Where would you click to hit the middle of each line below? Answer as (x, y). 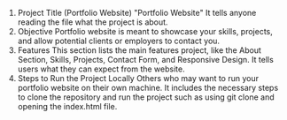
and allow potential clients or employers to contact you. (118, 41)
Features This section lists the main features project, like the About (139, 50)
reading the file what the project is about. (93, 22)
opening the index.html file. (67, 106)
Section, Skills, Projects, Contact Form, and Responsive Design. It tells (146, 60)
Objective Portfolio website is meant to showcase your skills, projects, (145, 31)
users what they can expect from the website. (101, 69)
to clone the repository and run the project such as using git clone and (146, 97)
